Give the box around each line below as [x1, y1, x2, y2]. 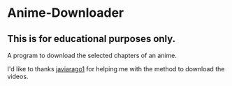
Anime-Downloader [7, 5, 124, 21]
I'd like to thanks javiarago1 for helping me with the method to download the [7, 65, 225, 73]
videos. [7, 72, 29, 80]
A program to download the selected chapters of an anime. [7, 51, 177, 59]
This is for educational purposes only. [7, 33, 176, 45]
